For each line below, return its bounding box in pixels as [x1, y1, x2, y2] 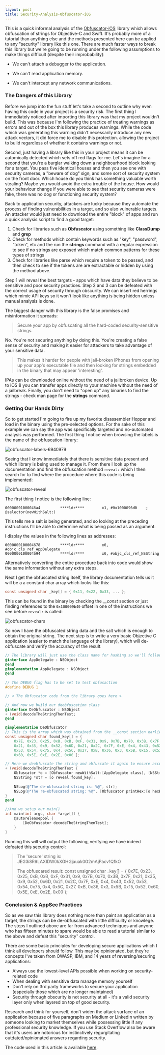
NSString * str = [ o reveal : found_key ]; [14, 775, 96, 780]
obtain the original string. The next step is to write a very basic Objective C [5, 632, 156, 639]
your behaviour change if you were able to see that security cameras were [5, 186, 156, 192]
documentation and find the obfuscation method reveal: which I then [5, 466, 146, 472]
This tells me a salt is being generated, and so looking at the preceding [5, 518, 148, 524]
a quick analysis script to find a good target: [5, 216, 94, 222]
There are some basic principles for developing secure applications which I [5, 942, 157, 948]
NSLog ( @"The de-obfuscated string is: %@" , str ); [14, 784, 118, 789]
